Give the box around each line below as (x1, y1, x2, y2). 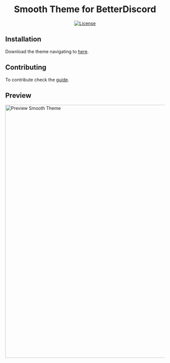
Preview (5, 91, 32, 100)
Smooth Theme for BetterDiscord (14, 4, 156, 15)
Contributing (5, 63, 47, 72)
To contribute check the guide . (5, 76, 69, 83)
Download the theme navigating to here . (5, 48, 89, 54)
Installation (5, 35, 41, 44)
